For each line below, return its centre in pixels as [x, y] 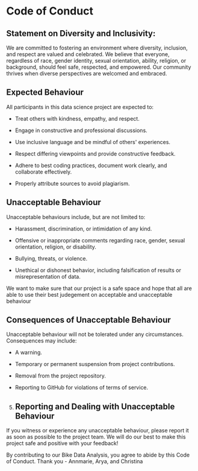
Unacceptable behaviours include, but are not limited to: [76, 217]
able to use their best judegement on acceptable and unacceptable [89, 294]
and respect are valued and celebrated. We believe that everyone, [88, 54]
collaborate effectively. [43, 172]
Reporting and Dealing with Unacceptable [95, 406]
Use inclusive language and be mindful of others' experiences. [92, 142]
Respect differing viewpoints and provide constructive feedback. [95, 153]
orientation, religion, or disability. [55, 247]
